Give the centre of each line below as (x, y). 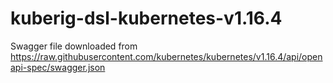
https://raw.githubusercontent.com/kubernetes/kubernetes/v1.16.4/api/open (166, 56)
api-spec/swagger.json (58, 67)
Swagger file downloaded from (74, 46)
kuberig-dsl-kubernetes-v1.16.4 (146, 18)
